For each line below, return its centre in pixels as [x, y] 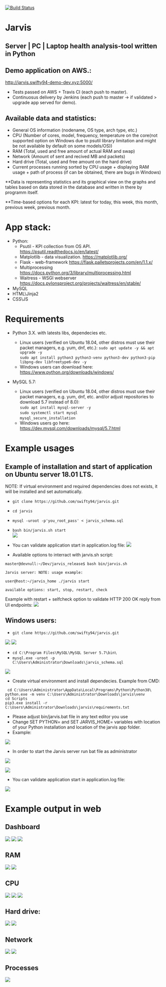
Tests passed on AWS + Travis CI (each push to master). [70, 92]
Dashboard [23, 827]
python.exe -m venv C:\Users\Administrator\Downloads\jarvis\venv [75, 694]
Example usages [40, 448]
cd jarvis [23, 511]
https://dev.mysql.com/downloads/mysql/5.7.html [70, 429]
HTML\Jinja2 [25, 294]
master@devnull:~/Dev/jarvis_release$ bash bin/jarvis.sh [66, 564]
